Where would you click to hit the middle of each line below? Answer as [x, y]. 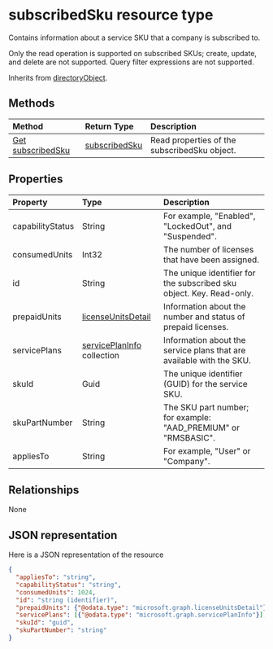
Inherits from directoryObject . [58, 77]
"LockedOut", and [198, 226]
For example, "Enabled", [210, 216]
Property [30, 202]
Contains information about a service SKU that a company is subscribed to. [134, 37]
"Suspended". [190, 236]
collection [100, 355]
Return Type [109, 126]
